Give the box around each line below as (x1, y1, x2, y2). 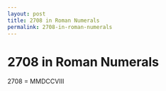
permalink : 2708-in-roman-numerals (7, 23, 113, 30)
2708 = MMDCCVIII (7, 77, 65, 85)
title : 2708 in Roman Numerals (7, 17, 100, 24)
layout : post (7, 10, 46, 18)
